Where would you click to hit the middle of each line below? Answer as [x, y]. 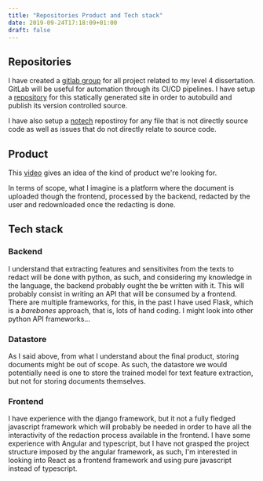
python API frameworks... [49, 319]
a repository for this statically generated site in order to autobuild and [120, 97]
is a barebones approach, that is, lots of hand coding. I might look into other [131, 310]
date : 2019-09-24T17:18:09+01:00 [63, 23]
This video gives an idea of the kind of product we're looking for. [113, 173]
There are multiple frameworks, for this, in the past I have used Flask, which [131, 302]
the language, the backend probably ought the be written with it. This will [126, 285]
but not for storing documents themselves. [77, 381]
